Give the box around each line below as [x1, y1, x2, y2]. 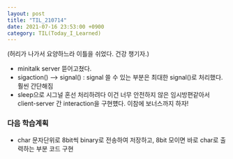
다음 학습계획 [7, 119, 49, 128]
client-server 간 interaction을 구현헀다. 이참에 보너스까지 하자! [17, 99, 189, 108]
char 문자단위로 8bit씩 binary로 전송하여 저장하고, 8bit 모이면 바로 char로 [17, 135, 219, 144]
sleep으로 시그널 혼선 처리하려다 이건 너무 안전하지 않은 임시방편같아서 [17, 91, 211, 99]
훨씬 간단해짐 [17, 82, 54, 91]
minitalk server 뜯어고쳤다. [17, 64, 92, 73]
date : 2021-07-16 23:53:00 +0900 [7, 23, 105, 30]
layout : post [7, 10, 45, 17]
